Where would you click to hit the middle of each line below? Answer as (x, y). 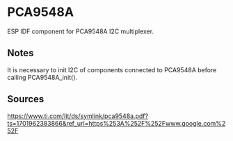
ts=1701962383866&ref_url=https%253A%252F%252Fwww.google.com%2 (116, 123)
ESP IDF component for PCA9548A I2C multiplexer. (81, 31)
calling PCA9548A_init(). (42, 77)
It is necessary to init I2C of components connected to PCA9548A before (112, 69)
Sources (26, 99)
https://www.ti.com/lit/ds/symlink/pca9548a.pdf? (78, 116)
